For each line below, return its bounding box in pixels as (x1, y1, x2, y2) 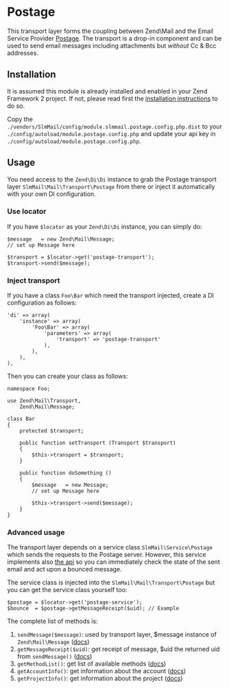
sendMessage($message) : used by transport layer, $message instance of (16, 631, 217, 639)
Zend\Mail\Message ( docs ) (16, 637, 90, 646)
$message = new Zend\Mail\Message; (7, 235, 115, 243)
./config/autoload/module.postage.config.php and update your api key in (7, 129, 216, 138)
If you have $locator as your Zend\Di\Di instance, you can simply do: (7, 222, 202, 230)
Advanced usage (7, 527, 65, 537)
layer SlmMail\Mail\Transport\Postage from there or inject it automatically (7, 182, 215, 190)
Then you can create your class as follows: (7, 372, 128, 380)
